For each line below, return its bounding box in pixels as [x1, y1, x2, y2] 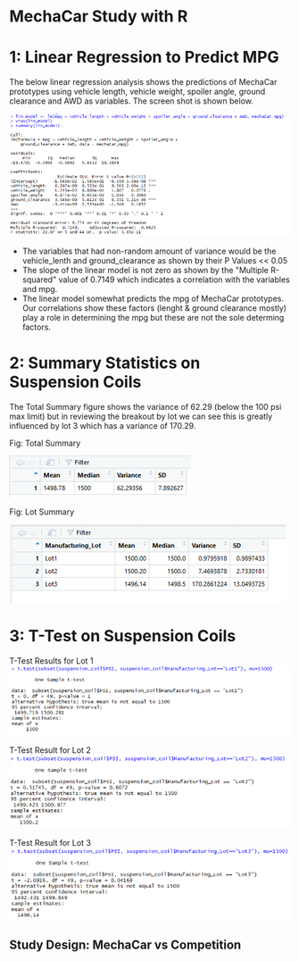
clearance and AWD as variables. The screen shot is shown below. [9, 96, 254, 106]
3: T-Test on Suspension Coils [9, 625, 237, 646]
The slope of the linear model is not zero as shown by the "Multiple [21, 264, 270, 275]
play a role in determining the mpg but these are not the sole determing [21, 312, 285, 322]
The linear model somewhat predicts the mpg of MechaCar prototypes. [21, 293, 284, 304]
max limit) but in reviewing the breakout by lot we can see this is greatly [9, 411, 273, 422]
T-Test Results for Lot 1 [9, 655, 94, 666]
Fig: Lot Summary [9, 506, 75, 517]
